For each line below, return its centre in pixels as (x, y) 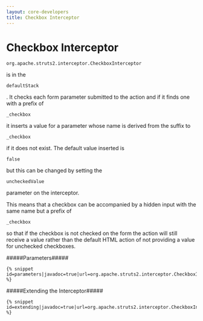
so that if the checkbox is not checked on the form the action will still (92, 233)
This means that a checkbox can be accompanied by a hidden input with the (101, 205)
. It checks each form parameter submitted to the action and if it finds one (98, 97)
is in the (16, 75)
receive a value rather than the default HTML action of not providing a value (101, 240)
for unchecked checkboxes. (41, 247)
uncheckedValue (25, 182)
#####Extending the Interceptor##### (55, 291)
